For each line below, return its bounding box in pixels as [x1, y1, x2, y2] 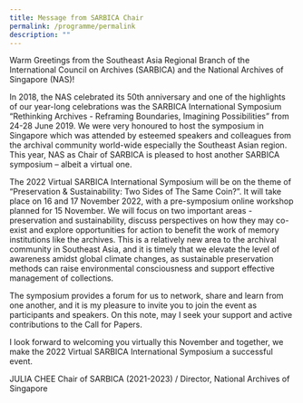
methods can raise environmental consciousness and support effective [9, 264, 275, 274]
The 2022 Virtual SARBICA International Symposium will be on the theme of [9, 177, 292, 187]
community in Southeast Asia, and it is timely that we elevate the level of [9, 244, 279, 254]
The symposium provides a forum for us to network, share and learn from [9, 291, 284, 302]
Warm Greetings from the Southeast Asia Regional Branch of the [9, 55, 250, 66]
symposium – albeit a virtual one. [9, 159, 133, 170]
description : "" [9, 30, 71, 39]
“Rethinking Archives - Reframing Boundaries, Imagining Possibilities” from [9, 110, 289, 122]
